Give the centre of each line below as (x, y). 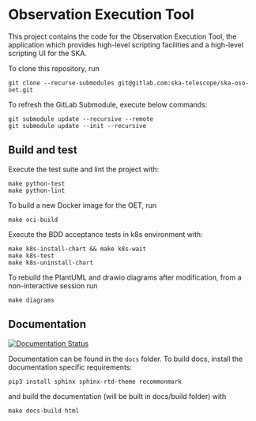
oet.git (21, 90)
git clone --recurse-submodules (61, 83)
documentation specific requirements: (70, 367)
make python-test (37, 183)
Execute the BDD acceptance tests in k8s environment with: (105, 234)
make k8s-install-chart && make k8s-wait (77, 249)
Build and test (43, 150)
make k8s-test (32, 256)
